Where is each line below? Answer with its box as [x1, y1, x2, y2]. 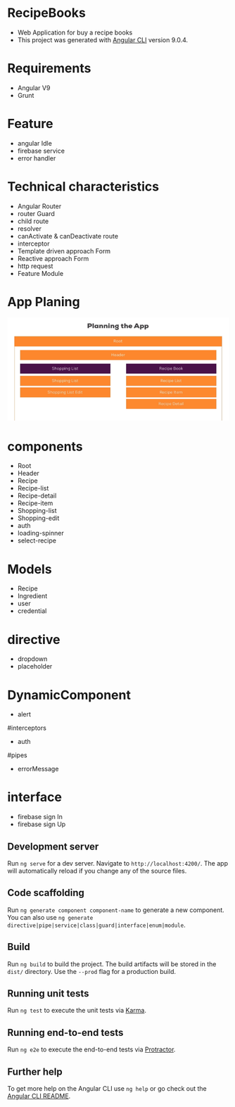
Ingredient [17, 592, 48, 600]
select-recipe [17, 536, 56, 545]
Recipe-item [17, 499, 53, 507]
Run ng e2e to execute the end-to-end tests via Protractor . [7, 1045, 176, 1054]
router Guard [17, 209, 55, 217]
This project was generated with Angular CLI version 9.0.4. [17, 35, 189, 44]
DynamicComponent [7, 687, 132, 703]
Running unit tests [7, 987, 89, 1000]
